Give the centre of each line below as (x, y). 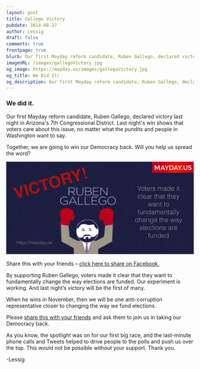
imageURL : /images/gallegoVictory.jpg (54, 63)
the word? (18, 153)
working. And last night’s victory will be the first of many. (76, 288)
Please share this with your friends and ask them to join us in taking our (94, 317)
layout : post (22, 13)
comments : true (25, 44)
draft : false (22, 38)
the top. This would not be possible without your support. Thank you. (91, 348)
